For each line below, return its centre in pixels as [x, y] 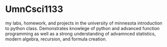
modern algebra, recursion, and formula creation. [56, 39]
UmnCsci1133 [34, 9]
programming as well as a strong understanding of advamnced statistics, [80, 33]
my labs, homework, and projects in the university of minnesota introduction [84, 23]
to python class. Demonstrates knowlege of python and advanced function [82, 28]
